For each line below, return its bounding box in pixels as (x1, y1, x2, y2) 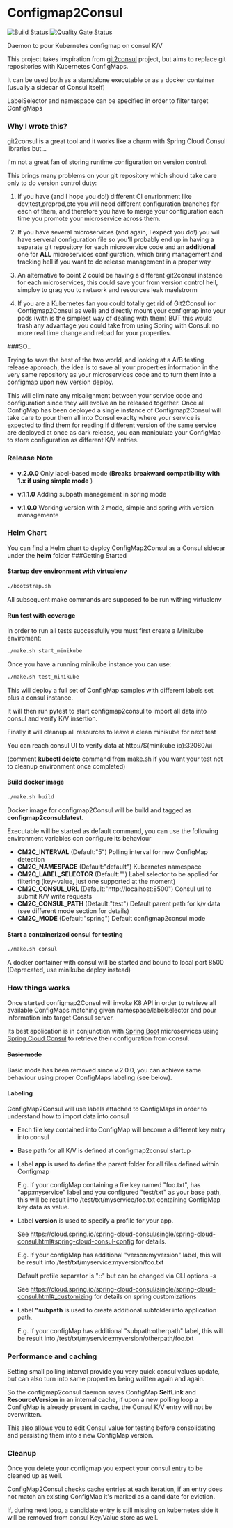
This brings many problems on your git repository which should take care (7, 172, 217, 180)
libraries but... (7, 145, 47, 153)
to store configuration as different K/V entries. (7, 436, 139, 444)
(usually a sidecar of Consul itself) (7, 83, 106, 91)
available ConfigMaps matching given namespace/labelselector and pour (7, 1006, 217, 1015)
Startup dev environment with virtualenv (7, 567, 127, 575)
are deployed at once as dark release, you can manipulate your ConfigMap (7, 428, 221, 437)
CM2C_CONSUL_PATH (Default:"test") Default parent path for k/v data (17, 899, 220, 908)
